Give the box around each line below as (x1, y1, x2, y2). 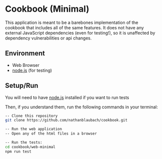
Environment (5, 49, 45, 58)
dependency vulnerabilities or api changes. (5, 35, 92, 41)
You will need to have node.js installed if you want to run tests (5, 94, 129, 100)
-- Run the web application (5, 127, 62, 132)
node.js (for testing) (12, 67, 52, 73)
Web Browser (12, 62, 40, 68)
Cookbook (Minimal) (5, 3, 89, 15)
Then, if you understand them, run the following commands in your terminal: (5, 104, 158, 110)
